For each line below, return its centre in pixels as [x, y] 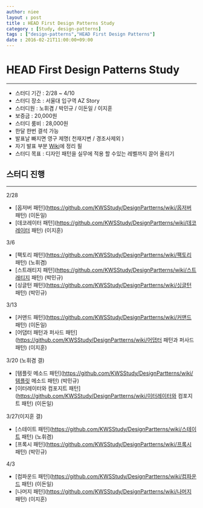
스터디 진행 [26, 174]
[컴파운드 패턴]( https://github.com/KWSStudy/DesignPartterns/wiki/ [98, 476]
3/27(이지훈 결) [24, 416]
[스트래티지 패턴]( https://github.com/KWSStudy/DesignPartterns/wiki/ [101, 270]
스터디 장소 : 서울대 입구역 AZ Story [57, 100]
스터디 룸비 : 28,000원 [41, 123]
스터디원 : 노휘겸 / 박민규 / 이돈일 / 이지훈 [64, 108]
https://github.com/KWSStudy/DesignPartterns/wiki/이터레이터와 [97, 396]
